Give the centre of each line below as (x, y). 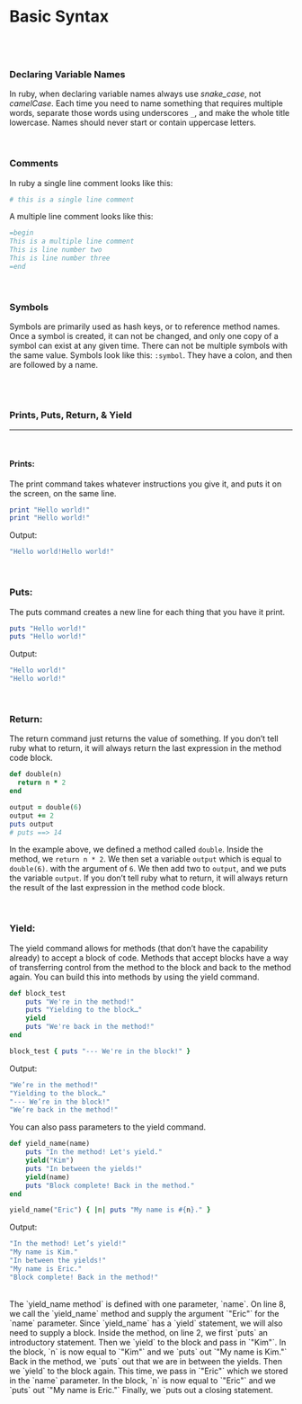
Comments (34, 164)
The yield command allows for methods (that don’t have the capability (139, 948)
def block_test (38, 993)
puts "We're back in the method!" (90, 1027)
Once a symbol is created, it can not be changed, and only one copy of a (144, 336)
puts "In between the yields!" (84, 1168)
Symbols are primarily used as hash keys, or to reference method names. (145, 326)
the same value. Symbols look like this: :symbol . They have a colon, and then (151, 355)
